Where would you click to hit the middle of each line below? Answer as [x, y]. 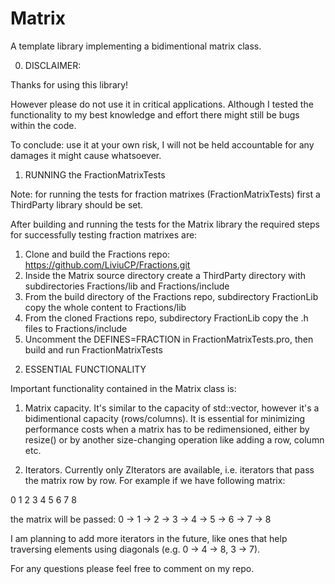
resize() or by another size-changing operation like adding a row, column [174, 439]
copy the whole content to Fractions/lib [105, 307]
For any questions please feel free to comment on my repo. [132, 568]
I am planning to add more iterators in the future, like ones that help [149, 538]
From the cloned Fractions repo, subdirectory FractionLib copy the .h [166, 318]
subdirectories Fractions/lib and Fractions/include [127, 286]
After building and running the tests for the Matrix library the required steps [165, 224]
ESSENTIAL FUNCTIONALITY [85, 369]
